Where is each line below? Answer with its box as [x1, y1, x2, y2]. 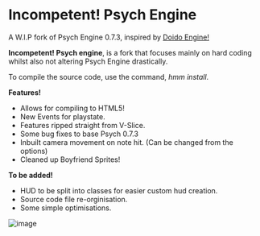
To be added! [8, 170, 54, 180]
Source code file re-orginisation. [19, 194, 128, 204]
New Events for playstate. [19, 111, 106, 122]
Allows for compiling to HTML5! [19, 103, 125, 113]
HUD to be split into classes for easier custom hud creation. [19, 185, 218, 195]
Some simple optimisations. [19, 203, 112, 213]
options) [19, 146, 48, 155]
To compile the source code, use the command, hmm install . [8, 72, 209, 81]
